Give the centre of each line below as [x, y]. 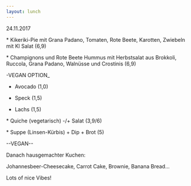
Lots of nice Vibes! [29, 178]
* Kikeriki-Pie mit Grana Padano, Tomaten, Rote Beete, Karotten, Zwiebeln [96, 39]
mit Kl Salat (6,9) [26, 46]
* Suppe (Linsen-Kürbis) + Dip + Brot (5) [55, 132]
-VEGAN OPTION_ [28, 75]
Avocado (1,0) [31, 87]
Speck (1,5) [28, 98]
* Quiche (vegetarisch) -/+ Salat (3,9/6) [54, 121]
